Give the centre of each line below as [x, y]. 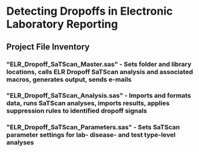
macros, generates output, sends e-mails [69, 79]
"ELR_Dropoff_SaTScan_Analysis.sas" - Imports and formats [99, 96]
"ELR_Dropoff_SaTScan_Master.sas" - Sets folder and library [99, 64]
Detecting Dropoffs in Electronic [90, 11]
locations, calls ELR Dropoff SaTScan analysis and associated [100, 71]
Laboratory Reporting [62, 24]
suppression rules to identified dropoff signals [77, 111]
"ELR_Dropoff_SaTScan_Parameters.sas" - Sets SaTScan [93, 128]
